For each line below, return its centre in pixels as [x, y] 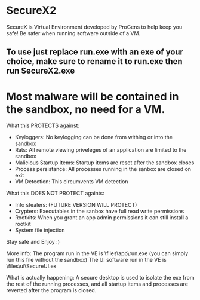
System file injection [40, 230]
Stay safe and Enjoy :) [33, 242]
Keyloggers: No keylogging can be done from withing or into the [94, 137]
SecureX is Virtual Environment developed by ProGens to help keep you [94, 27]
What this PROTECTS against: [43, 125]
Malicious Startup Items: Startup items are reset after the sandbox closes [104, 163]
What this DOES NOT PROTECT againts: [55, 193]
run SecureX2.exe [41, 71]
